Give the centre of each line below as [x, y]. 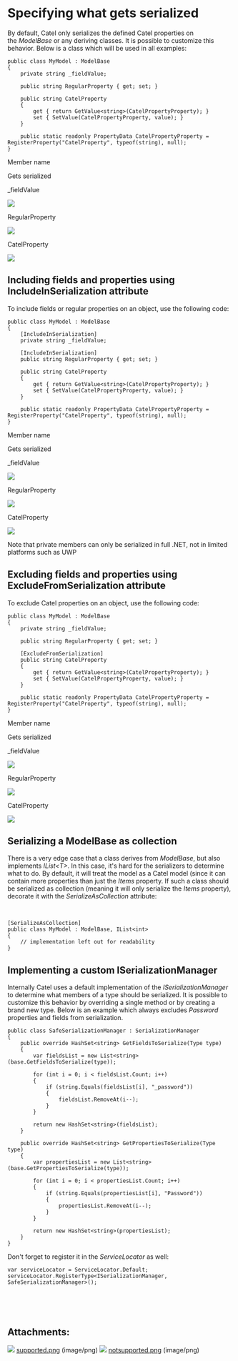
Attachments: [39, 1332]
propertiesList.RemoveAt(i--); [105, 1206]
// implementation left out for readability [88, 942]
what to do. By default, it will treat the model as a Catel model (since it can [117, 873]
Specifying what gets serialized [103, 13]
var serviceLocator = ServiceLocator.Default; [78, 1270]
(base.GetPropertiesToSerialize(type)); [69, 1169]
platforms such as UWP [42, 552]
